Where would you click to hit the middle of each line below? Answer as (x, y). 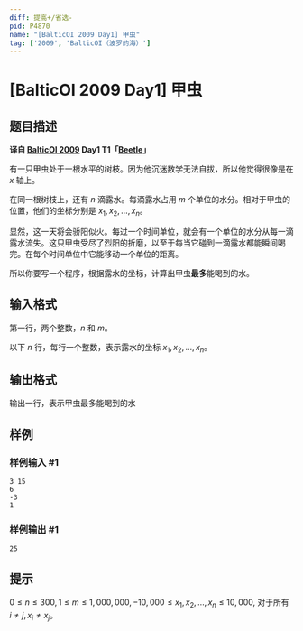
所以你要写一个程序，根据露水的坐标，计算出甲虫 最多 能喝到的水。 (132, 274)
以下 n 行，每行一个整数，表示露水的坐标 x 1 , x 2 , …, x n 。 (111, 348)
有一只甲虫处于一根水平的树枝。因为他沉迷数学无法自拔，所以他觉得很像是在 (151, 169)
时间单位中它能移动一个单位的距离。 (115, 255)
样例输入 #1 (34, 462)
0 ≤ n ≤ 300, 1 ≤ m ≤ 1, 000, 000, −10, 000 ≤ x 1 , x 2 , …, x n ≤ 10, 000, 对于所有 (150, 603)
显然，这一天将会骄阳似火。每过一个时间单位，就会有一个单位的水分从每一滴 (151, 232)
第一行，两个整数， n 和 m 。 (61, 328)
